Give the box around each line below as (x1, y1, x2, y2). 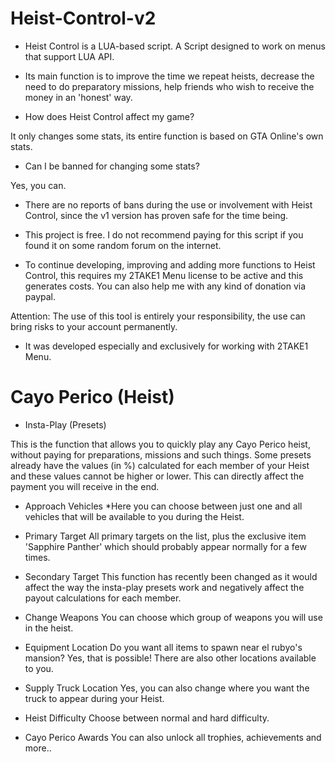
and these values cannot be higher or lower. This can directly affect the (10, 470, 305, 482)
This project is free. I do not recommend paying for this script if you (24, 228, 304, 241)
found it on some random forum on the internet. (24, 239, 222, 251)
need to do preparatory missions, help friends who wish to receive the (24, 80, 315, 92)
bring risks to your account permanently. (10, 320, 178, 332)
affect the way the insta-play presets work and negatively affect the (24, 581, 305, 593)
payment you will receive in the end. (10, 480, 160, 492)
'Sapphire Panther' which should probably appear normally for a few (24, 540, 307, 552)
